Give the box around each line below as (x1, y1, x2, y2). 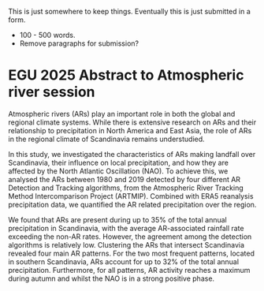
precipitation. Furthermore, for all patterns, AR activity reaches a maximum (8, 265, 251, 274)
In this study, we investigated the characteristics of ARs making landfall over (8, 149, 256, 159)
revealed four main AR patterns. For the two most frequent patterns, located (8, 248, 255, 258)
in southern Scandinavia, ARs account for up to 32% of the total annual (8, 256, 239, 267)
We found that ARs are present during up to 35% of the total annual (8, 215, 227, 224)
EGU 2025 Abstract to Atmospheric (8, 66, 244, 84)
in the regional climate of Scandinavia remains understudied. (8, 134, 205, 144)
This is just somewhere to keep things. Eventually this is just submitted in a (8, 7, 251, 16)
